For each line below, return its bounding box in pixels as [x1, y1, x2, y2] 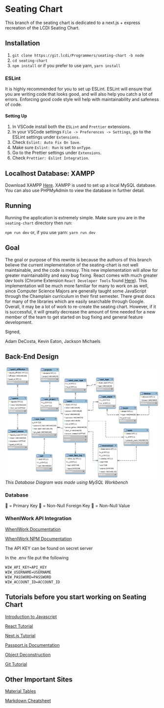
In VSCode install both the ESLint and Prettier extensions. [12, 124, 131, 130]
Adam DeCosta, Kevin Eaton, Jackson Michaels [5, 338, 101, 344]
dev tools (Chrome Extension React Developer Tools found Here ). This [5, 277, 147, 283]
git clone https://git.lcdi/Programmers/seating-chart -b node [12, 53, 144, 58]
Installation [5, 39, 40, 48]
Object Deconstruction [5, 652, 51, 657]
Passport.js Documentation [5, 642, 60, 648]
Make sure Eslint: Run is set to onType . [12, 145, 92, 151]
